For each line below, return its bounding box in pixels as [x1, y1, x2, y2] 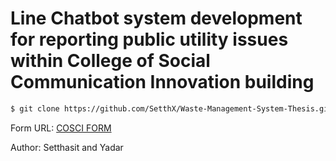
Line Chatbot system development [10, 7, 303, 30]
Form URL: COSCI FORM [10, 122, 112, 134]
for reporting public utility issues [10, 28, 289, 51]
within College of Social [10, 50, 211, 72]
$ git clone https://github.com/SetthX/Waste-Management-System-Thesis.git [10, 103, 333, 114]
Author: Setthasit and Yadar [10, 141, 124, 153]
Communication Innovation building [10, 71, 315, 94]
